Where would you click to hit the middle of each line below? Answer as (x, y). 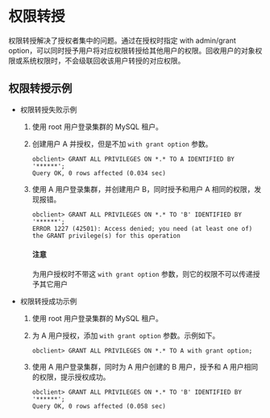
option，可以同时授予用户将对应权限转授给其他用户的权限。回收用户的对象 (132, 50)
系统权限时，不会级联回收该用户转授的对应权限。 (104, 61)
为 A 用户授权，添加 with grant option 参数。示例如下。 (126, 335)
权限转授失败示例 (48, 109)
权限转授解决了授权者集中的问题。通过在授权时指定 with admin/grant (122, 40)
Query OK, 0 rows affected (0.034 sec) (99, 173)
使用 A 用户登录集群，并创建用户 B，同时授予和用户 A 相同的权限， (143, 189)
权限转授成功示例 (48, 301)
